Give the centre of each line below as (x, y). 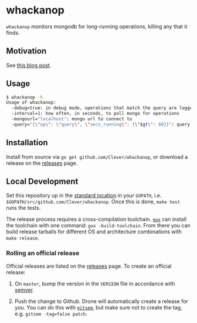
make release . (23, 238)
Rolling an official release (43, 253)
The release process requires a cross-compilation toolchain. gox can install (96, 219)
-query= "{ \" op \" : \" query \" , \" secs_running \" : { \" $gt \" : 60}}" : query (101, 124)
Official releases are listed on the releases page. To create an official (89, 266)
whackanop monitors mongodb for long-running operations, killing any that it (97, 26)
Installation (27, 143)
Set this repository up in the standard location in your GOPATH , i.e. (84, 195)
